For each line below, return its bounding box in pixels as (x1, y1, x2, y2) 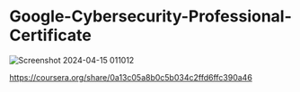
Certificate (9, 25, 92, 46)
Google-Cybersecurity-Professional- (9, 6, 292, 27)
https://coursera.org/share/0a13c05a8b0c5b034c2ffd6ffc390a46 (9, 71, 253, 82)
